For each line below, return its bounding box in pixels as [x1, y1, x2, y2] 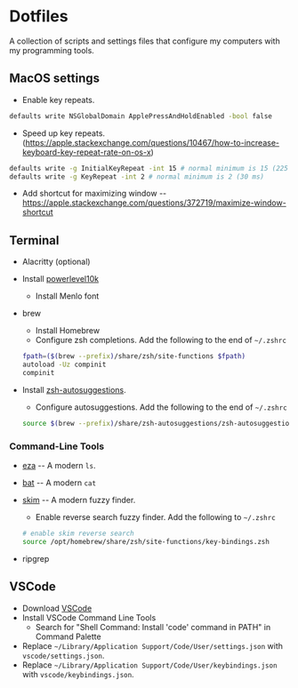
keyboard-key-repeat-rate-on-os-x [21, 147, 151, 157]
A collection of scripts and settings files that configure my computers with [9, 36, 280, 46]
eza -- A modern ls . [21, 460, 96, 470]
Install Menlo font [35, 291, 100, 301]
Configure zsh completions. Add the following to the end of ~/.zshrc [35, 335, 287, 346]
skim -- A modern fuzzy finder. [21, 494, 136, 505]
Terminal [9, 233, 60, 248]
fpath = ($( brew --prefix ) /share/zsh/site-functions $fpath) [21, 352, 246, 361]
